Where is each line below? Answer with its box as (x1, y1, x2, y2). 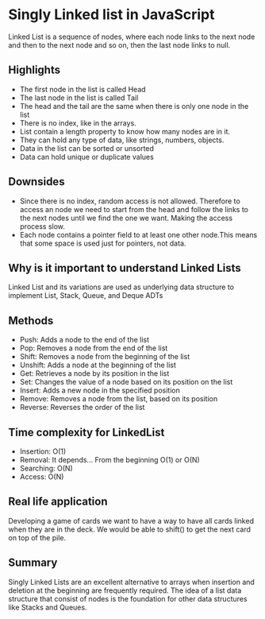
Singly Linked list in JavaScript (8, 6, 215, 24)
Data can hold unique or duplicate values (19, 152, 155, 161)
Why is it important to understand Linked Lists (8, 261, 242, 275)
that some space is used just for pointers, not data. (19, 238, 186, 248)
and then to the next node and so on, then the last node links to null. (8, 40, 231, 49)
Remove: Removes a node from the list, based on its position (19, 394, 218, 404)
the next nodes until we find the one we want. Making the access (19, 213, 232, 222)
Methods (8, 314, 54, 327)
